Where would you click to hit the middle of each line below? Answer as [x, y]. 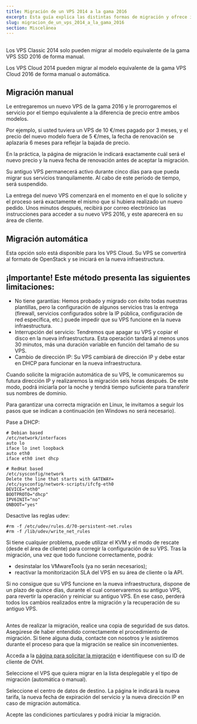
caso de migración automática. [43, 703]
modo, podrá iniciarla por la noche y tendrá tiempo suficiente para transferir [98, 387]
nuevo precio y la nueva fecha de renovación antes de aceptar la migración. [98, 160]
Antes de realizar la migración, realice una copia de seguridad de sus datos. [98, 626]
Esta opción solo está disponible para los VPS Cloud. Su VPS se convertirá [96, 253]
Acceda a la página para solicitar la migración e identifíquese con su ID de [96, 656]
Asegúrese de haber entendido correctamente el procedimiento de [87, 632]
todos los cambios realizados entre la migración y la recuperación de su [93, 603]
